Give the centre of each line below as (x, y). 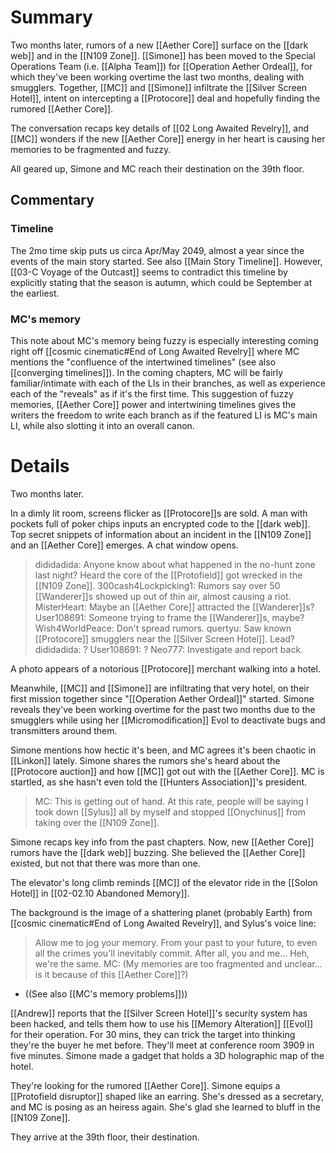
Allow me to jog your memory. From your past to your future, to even (176, 942)
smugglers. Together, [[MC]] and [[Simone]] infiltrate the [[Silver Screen (159, 87)
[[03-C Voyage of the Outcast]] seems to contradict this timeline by (149, 272)
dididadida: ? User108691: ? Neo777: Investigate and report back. (169, 649)
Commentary (52, 200)
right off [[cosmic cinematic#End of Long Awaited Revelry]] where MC (155, 351)
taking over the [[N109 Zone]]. (97, 822)
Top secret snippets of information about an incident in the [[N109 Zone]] (161, 534)
